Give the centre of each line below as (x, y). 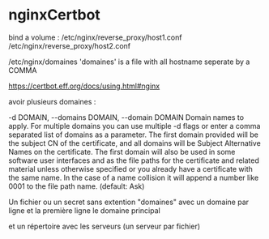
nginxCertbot (55, 15)
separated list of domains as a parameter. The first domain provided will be (134, 134)
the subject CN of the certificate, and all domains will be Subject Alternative (134, 143)
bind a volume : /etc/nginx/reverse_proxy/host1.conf (95, 37)
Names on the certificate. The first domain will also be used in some (122, 152)
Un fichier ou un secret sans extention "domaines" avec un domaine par (129, 202)
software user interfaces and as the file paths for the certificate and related (134, 160)
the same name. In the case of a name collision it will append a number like (134, 177)
